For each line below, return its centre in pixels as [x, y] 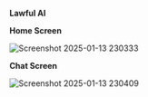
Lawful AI [28, 13]
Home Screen [35, 30]
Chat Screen [33, 66]
